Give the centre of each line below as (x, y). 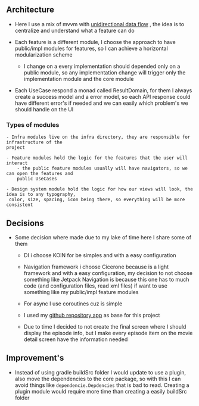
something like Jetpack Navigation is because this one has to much (106, 279)
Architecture (30, 10)
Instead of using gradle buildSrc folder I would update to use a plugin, (100, 372)
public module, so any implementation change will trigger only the (105, 72)
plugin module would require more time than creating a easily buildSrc (101, 391)
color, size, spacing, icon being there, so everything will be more (97, 200)
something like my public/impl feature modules (81, 292)
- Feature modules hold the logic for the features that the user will (97, 158)
